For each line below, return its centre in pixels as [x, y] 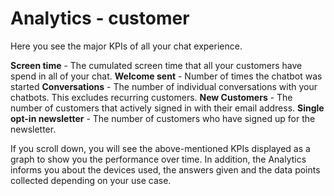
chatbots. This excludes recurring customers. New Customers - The [151, 97]
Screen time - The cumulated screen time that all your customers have [156, 65]
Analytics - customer [100, 18]
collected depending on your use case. [91, 180]
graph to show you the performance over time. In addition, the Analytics [158, 159]
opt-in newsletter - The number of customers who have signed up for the [163, 118]
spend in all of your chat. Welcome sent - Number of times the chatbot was [166, 76]
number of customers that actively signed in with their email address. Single [167, 108]
